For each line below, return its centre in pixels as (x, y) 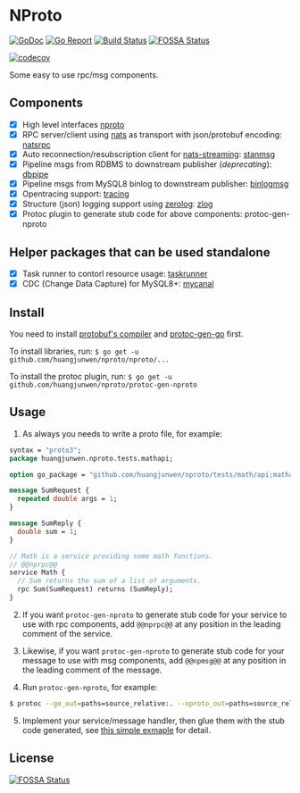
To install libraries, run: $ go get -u (74, 351)
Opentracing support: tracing (75, 194)
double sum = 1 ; (47, 531)
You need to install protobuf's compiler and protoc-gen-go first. (126, 334)
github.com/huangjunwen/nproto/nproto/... (89, 360)
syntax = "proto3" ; (46, 450)
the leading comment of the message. (92, 670)
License (32, 759)
